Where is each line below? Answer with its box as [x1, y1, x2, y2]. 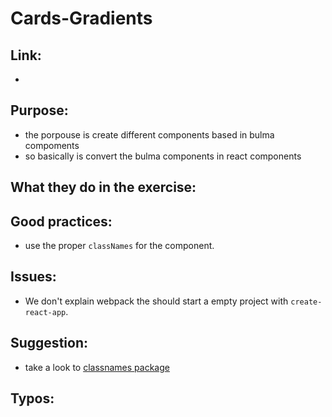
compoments [24, 139, 80, 151]
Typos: [10, 390, 55, 407]
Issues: [10, 268, 57, 286]
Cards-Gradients [10, 7, 153, 30]
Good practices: [10, 213, 113, 230]
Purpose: [10, 102, 69, 119]
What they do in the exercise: [10, 179, 197, 196]
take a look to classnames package [24, 361, 170, 373]
